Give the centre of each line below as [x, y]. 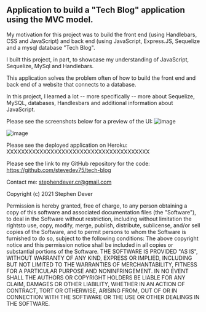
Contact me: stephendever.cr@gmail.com [59, 182]
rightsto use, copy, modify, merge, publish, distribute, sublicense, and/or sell [103, 225]
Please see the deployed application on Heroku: [67, 145]
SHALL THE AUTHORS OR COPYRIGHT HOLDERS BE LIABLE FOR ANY [96, 277]
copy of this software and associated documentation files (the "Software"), [101, 212]
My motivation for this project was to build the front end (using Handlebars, [102, 34]
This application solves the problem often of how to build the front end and [101, 78]
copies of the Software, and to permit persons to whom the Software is [96, 232]
